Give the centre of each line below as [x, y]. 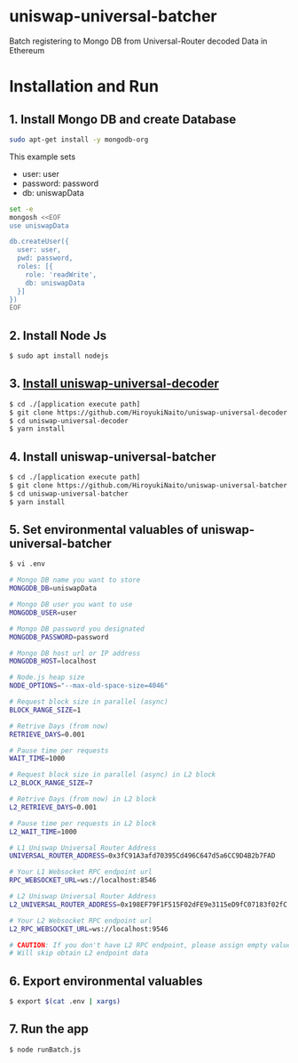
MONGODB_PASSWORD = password [59, 637]
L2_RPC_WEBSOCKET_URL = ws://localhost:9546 [89, 929]
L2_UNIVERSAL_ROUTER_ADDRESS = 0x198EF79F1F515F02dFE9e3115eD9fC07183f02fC [149, 905]
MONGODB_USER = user [43, 612]
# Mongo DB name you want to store [75, 580]
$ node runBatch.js [45, 1050]
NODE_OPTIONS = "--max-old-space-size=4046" [89, 686]
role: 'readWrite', [61, 274]
